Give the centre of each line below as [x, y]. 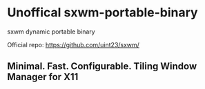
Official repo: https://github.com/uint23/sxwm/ [74, 44]
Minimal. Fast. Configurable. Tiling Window [102, 66]
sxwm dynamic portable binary [51, 31]
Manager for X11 [43, 77]
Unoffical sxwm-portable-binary [102, 13]
